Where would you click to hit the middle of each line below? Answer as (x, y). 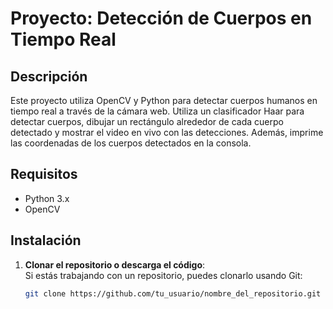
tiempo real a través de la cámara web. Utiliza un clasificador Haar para (157, 111)
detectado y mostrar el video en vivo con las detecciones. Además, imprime (167, 132)
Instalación (46, 240)
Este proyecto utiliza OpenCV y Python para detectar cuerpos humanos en (164, 100)
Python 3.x (47, 198)
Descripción (49, 76)
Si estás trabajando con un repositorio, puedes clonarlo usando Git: (163, 275)
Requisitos (44, 174)
